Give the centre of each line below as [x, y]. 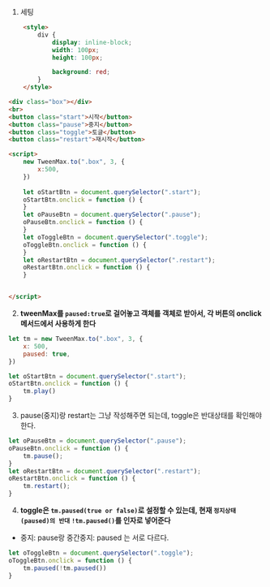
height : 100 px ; [77, 58]
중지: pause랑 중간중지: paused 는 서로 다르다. [94, 537]
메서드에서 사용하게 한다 [58, 324]
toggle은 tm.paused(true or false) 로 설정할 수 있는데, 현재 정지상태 [128, 510]
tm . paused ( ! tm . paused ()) [65, 568]
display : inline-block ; [92, 42]
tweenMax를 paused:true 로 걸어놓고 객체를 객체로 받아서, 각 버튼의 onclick [141, 313]
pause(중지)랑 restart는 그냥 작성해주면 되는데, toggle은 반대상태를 [127, 415]
